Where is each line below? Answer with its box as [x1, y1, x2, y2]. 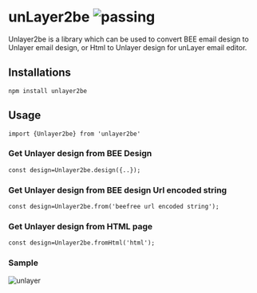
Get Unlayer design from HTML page [8, 221, 153, 232]
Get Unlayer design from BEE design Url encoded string [8, 184, 227, 195]
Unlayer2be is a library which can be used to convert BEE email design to [8, 34, 249, 44]
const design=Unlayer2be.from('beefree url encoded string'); [8, 203, 219, 211]
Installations [8, 66, 72, 80]
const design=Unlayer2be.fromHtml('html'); [8, 239, 156, 247]
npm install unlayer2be [8, 87, 88, 95]
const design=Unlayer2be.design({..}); [8, 166, 141, 174]
